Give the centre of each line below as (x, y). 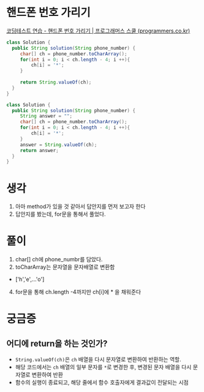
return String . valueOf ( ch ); (56, 83)
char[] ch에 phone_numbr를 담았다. (59, 259)
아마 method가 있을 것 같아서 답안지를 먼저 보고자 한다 (80, 207)
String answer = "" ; (46, 116)
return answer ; (40, 150)
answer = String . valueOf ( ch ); (59, 145)
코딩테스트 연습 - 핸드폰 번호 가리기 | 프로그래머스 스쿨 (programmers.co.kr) (98, 31)
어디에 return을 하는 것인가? (57, 343)
